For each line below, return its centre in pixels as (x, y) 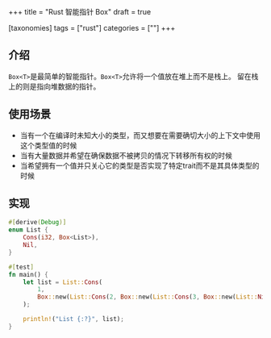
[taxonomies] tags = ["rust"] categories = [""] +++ (92, 28)
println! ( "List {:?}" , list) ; (74, 319)
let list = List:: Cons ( (63, 282)
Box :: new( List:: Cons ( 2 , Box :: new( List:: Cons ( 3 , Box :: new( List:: (148, 297)
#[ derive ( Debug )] (38, 223)
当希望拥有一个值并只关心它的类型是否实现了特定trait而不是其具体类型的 (140, 165)
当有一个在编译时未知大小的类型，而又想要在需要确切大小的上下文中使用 (140, 135)
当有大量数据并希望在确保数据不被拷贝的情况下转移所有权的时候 (126, 155)
